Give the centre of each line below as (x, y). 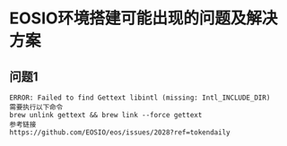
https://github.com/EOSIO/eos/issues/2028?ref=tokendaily (120, 133)
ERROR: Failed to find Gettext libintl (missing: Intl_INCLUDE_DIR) (140, 98)
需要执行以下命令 (36, 107)
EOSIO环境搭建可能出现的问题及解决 (143, 18)
